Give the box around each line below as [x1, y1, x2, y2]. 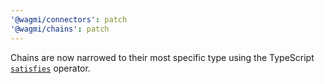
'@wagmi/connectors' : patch [10, 14, 128, 25]
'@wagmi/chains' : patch [10, 24, 110, 34]
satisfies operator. [10, 62, 91, 74]
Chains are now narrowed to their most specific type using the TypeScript [10, 51, 315, 63]
